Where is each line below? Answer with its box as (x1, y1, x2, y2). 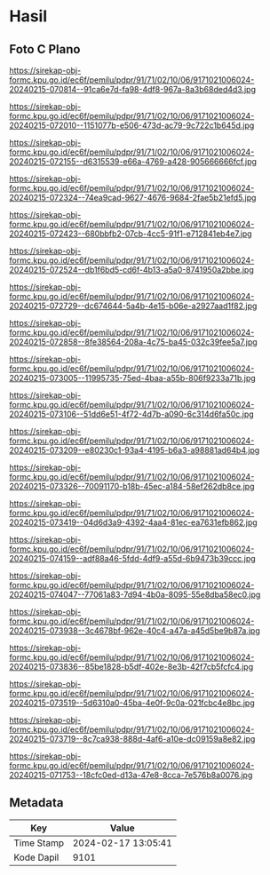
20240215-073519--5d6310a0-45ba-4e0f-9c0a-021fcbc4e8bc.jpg (9, 697, 255, 708)
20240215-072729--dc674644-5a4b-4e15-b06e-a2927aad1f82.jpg (9, 300, 258, 311)
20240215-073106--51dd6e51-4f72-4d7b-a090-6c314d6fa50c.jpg (9, 409, 255, 419)
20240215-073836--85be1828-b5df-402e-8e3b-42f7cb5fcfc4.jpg (9, 662, 254, 672)
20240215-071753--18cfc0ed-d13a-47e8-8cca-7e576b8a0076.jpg (9, 770, 253, 780)
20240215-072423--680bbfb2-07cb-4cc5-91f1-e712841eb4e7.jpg (9, 228, 252, 239)
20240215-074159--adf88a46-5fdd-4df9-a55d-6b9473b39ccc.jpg (9, 553, 256, 563)
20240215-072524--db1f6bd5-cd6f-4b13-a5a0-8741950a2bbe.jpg (9, 265, 255, 274)
